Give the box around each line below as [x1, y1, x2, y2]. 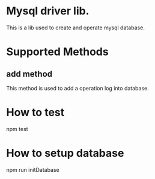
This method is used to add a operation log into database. [6, 84, 149, 92]
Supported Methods [6, 45, 109, 59]
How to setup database [6, 147, 124, 160]
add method [6, 69, 53, 79]
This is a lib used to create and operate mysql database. [6, 24, 145, 31]
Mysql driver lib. [6, 4, 90, 18]
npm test [6, 125, 28, 132]
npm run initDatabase [6, 166, 60, 173]
